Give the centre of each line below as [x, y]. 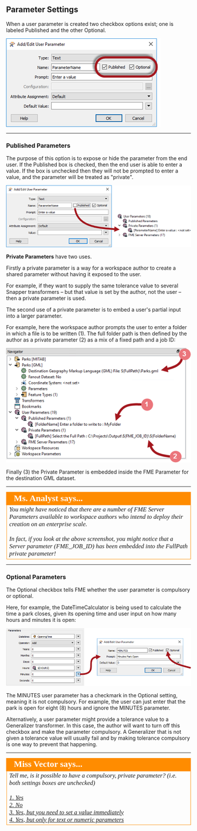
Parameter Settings [42, 10]
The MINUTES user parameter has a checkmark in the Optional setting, [92, 695]
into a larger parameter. [34, 316]
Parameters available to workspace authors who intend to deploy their [96, 517]
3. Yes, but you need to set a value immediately [67, 812]
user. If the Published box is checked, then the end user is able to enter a [94, 165]
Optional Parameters [36, 577]
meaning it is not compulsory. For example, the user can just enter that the [96, 701]
